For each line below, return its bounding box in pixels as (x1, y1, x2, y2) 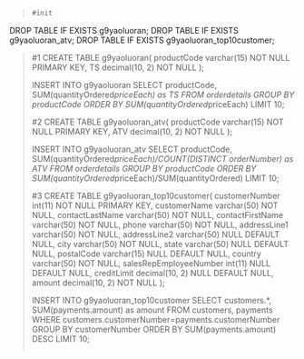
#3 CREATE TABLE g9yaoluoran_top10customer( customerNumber (31, 190, 281, 201)
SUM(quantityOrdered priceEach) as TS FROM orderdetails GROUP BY (31, 89, 295, 100)
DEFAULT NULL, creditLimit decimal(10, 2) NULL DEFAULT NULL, (31, 267, 274, 278)
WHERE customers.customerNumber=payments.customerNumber (31, 314, 280, 324)
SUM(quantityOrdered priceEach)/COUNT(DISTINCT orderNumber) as (31, 153, 294, 164)
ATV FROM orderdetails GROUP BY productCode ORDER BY (31, 163, 257, 174)
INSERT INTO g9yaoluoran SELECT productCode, (31, 79, 218, 90)
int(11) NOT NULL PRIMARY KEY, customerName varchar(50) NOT (31, 200, 279, 211)
